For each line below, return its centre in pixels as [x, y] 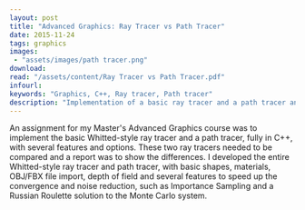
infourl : [26, 85]
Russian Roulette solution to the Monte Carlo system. [108, 195]
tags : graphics [38, 43]
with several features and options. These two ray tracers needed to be [141, 147]
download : [28, 69]
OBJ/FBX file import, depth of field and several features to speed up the [143, 176]
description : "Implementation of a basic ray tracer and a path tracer [148, 102]
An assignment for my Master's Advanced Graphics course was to [133, 128]
